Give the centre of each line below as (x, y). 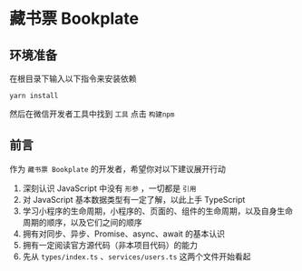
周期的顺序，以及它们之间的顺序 (82, 222)
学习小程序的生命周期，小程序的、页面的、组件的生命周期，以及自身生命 (157, 211)
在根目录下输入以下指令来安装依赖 (73, 79)
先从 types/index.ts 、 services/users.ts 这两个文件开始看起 (136, 256)
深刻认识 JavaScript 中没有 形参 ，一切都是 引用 (109, 188)
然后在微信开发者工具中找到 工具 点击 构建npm (92, 114)
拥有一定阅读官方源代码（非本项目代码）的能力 (110, 245)
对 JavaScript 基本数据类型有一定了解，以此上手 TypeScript (134, 199)
